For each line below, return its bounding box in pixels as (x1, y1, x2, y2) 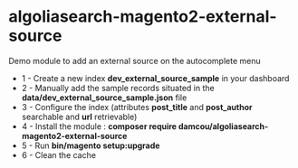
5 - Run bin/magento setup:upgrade (21, 140, 160, 151)
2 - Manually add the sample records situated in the (21, 82, 215, 93)
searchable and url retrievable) (21, 111, 138, 122)
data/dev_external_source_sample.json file (21, 92, 187, 103)
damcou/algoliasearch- (178, 120, 269, 132)
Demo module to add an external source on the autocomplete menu (8, 55, 262, 66)
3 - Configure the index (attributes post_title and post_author (21, 101, 253, 112)
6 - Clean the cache (21, 149, 97, 160)
